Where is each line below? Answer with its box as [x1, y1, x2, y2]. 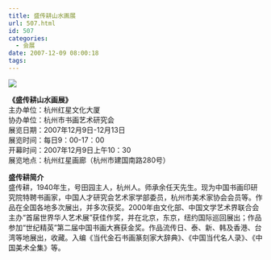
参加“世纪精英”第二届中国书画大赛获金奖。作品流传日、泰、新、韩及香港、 [8, 222, 256, 232]
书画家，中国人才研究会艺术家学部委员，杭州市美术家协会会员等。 [35, 192, 256, 202]
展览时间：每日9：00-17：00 [8, 134, 105, 145]
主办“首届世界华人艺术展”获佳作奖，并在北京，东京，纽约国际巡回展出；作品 [8, 213, 262, 222]
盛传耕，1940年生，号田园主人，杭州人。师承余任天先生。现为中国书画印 [8, 182, 252, 192]
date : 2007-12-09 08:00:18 [8, 49, 99, 57]
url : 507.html [8, 19, 56, 27]
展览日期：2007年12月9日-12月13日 [8, 125, 126, 134]
